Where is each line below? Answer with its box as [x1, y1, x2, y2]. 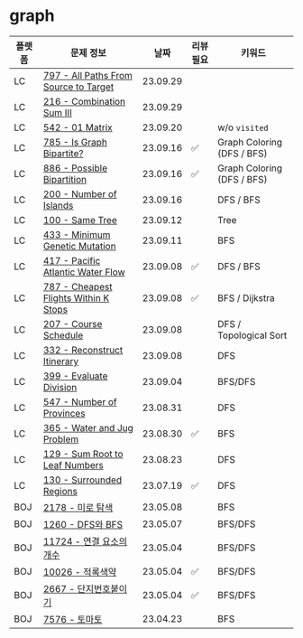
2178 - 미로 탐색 [42, 501, 114, 513]
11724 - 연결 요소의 [42, 535, 128, 548]
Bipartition [42, 173, 87, 185]
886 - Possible [42, 162, 108, 174]
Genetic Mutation [42, 239, 116, 252]
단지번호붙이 [77, 582, 128, 595]
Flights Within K [42, 291, 110, 304]
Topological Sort [217, 329, 288, 342]
